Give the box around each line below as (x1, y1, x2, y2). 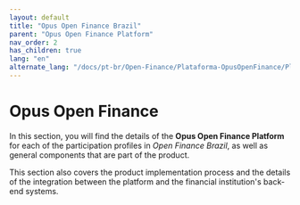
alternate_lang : (9, 63, 70, 72)
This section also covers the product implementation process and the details (9, 167, 291, 177)
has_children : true (9, 46, 82, 55)
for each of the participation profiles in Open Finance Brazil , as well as (9, 140, 269, 151)
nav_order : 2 (9, 37, 58, 47)
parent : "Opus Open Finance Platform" (9, 29, 154, 38)
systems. (25, 185, 59, 196)
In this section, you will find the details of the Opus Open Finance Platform (9, 130, 285, 141)
